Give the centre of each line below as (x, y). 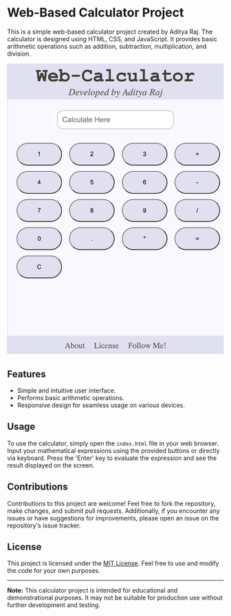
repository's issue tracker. (44, 525)
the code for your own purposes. (54, 571)
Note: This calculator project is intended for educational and (92, 591)
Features (26, 374)
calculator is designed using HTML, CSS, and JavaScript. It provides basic (112, 38)
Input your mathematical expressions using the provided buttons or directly (113, 450)
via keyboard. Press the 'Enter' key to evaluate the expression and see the (112, 458)
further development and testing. (54, 605)
